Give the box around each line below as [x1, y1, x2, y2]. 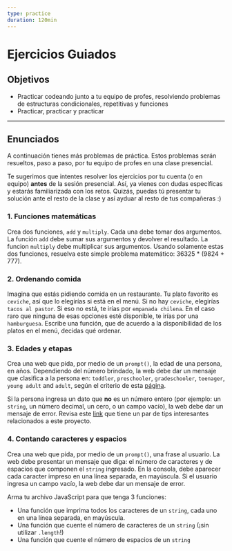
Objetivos [7, 74, 50, 86]
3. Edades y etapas [7, 344, 72, 353]
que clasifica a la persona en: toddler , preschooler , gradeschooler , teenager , [7, 374, 225, 382]
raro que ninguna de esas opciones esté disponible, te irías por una [7, 312, 199, 320]
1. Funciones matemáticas [7, 212, 97, 221]
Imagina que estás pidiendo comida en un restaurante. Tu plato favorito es [7, 290, 219, 298]
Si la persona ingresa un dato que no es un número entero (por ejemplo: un [7, 395, 221, 403]
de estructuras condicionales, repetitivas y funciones [17, 100, 168, 108]
